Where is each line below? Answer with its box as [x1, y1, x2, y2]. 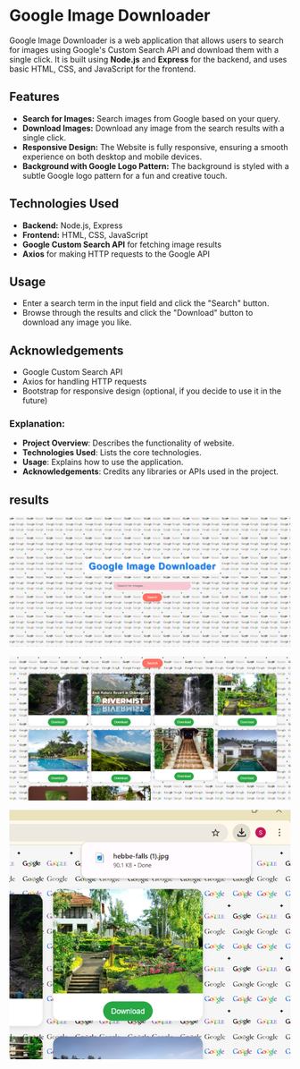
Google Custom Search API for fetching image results [21, 239, 221, 250]
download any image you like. [21, 317, 132, 327]
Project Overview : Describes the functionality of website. [21, 437, 235, 448]
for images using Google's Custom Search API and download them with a [9, 44, 279, 55]
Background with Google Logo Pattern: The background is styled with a [21, 160, 290, 171]
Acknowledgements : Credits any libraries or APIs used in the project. [21, 466, 279, 477]
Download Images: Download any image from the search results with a [21, 123, 285, 133]
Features [9, 89, 60, 105]
